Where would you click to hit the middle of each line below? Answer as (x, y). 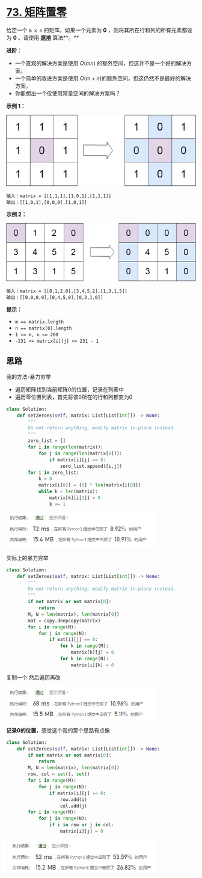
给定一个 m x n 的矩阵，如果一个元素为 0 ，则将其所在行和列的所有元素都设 (99, 30)
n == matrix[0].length (43, 328)
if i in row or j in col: (81, 825)
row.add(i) (73, 800)
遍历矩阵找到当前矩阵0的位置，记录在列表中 (69, 389)
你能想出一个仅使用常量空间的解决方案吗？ (68, 93)
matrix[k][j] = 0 (92, 652)
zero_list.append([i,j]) (91, 466)
